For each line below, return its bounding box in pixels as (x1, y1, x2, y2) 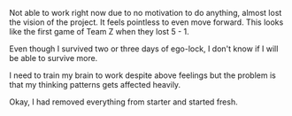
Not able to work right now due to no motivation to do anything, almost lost (9, 8, 282, 18)
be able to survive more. (9, 53, 98, 63)
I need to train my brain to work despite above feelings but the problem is (9, 70, 276, 81)
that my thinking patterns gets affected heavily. (9, 80, 181, 89)
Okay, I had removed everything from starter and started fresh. (9, 97, 238, 107)
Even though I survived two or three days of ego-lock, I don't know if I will (9, 43, 279, 54)
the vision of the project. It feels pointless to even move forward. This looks (9, 17, 284, 27)
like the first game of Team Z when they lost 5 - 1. (9, 27, 190, 36)
